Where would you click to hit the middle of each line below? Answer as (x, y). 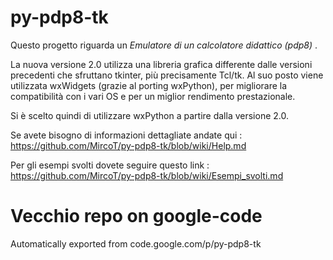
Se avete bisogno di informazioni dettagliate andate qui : (126, 135)
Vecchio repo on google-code (136, 216)
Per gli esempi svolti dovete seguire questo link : (110, 165)
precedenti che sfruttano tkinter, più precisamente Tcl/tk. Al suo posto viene (167, 75)
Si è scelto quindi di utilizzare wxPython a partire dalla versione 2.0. (149, 115)
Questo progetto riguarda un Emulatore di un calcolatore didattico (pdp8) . (164, 45)
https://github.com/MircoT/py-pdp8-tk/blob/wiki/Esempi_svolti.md (147, 175)
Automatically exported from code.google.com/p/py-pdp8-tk (136, 243)
